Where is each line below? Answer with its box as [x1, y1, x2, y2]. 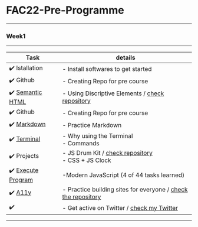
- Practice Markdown [62, 121, 122, 129]
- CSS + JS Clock [62, 156, 111, 164]
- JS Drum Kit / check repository [62, 149, 153, 157]
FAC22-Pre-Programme [6, 4, 125, 17]
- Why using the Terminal [62, 132, 133, 140]
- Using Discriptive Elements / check [62, 89, 164, 98]
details [115, 54, 136, 62]
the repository [62, 193, 101, 201]
